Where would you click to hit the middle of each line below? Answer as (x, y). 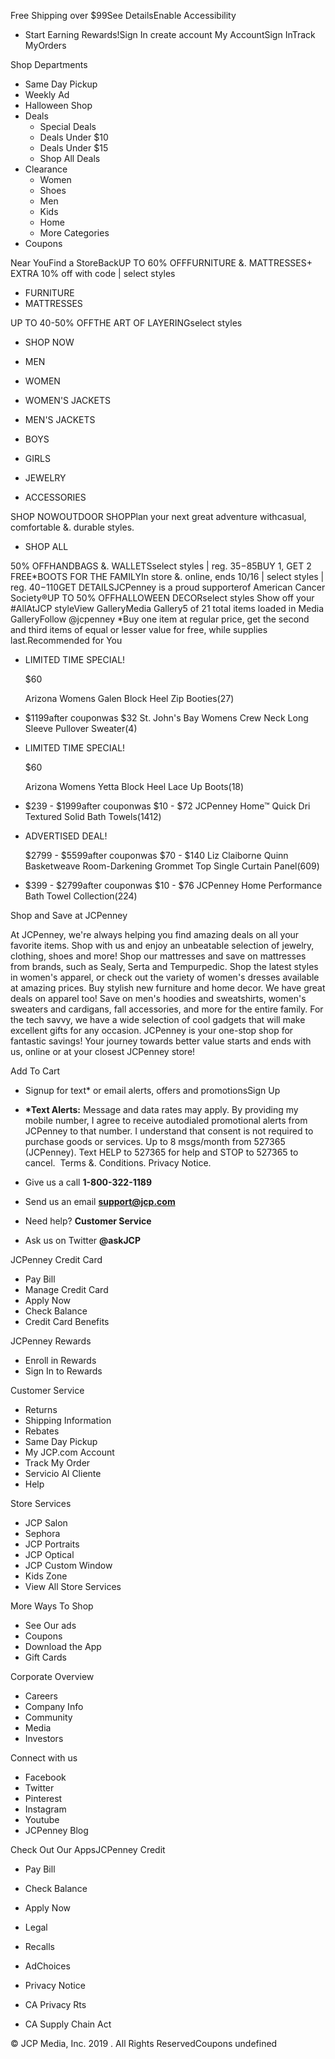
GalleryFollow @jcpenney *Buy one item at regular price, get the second (160, 619)
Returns (41, 1409)
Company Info (54, 1706)
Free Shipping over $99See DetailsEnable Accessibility (123, 15)
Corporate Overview (52, 1676)
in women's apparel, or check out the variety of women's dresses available (165, 977)
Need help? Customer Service (88, 1221)
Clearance (46, 169)
